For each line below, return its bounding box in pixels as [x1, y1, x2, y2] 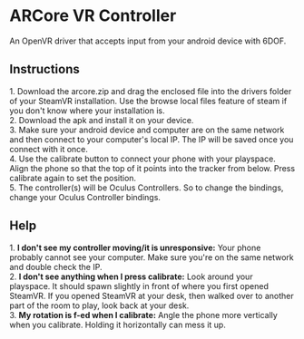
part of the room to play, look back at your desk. [9, 300, 190, 311]
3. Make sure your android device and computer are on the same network [9, 124, 285, 135]
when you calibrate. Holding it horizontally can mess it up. [9, 319, 227, 330]
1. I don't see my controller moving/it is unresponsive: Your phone [9, 242, 261, 253]
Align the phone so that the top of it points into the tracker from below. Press [9, 162, 296, 173]
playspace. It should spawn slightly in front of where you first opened [9, 280, 270, 291]
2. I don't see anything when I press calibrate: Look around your [9, 271, 253, 282]
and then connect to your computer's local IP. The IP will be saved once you [9, 133, 294, 145]
